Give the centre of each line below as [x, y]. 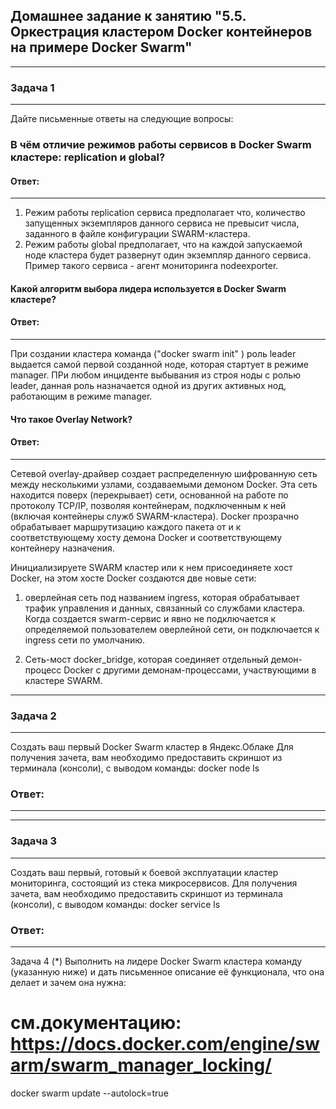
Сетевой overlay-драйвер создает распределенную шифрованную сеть [164, 473]
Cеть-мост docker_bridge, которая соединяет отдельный [146, 659]
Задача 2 [33, 716]
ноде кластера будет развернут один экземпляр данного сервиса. [168, 255]
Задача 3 [34, 841]
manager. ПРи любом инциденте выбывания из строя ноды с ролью [155, 375]
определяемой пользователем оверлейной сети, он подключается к [172, 629]
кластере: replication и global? [88, 157]
